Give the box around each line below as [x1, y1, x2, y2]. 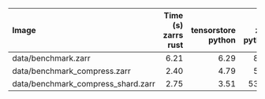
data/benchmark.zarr [12, 53, 91, 64]
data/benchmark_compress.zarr [12, 66, 132, 76]
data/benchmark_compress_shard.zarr [12, 79, 156, 89]
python [207, 35, 237, 46]
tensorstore [190, 25, 237, 35]
